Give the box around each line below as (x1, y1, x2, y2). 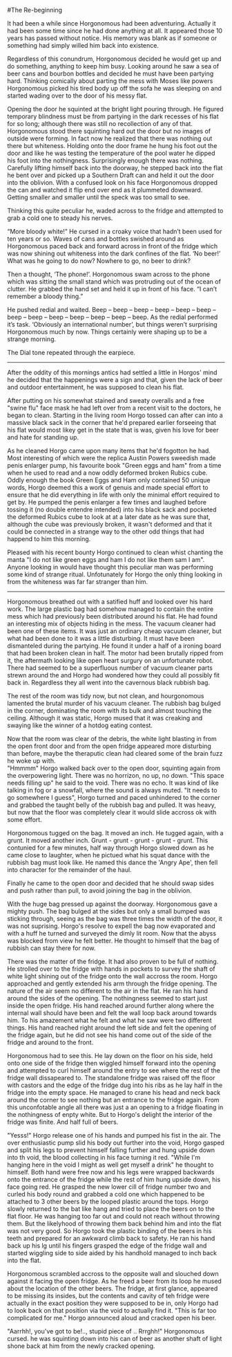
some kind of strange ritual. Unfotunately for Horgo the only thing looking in (7, 570, 222, 579)
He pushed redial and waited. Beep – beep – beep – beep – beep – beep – (7, 306, 216, 313)
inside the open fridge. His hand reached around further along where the (7, 1001, 214, 1010)
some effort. (7, 816, 43, 823)
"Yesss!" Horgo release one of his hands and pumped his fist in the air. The (7, 1131, 221, 1139)
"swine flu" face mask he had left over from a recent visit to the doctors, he (7, 404, 222, 412)
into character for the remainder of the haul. (7, 866, 133, 874)
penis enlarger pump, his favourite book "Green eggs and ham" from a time (7, 462, 222, 469)
